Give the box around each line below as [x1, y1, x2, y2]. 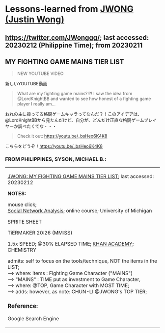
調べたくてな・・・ [18, 124, 57, 129]
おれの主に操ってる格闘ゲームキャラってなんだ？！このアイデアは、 [5, 111, 142, 117]
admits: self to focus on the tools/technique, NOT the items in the [7, 257, 157, 264]
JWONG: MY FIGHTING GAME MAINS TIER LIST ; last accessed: [7, 173, 154, 179]
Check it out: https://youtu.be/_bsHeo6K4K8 [17, 133, 108, 139]
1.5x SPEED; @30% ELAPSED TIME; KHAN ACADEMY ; [7, 240, 134, 247]
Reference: [7, 302, 38, 310]
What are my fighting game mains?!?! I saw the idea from [17, 91, 133, 97]
